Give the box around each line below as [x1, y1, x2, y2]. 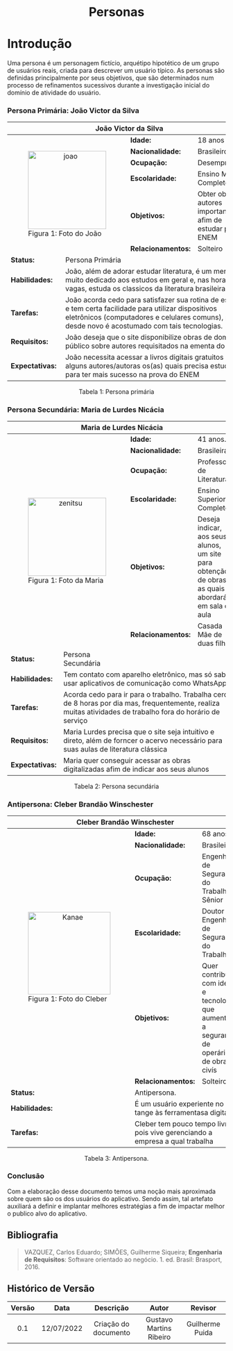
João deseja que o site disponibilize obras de [64, 332, 213, 342]
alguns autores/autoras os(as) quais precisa [64, 360, 209, 370]
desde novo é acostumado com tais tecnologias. [64, 321, 223, 331]
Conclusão [7, 1171, 45, 1181]
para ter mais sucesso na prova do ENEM [64, 370, 200, 379]
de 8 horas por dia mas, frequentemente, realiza [63, 698, 221, 708]
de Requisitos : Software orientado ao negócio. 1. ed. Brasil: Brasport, [24, 1255, 223, 1263]
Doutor [202, 906, 225, 915]
